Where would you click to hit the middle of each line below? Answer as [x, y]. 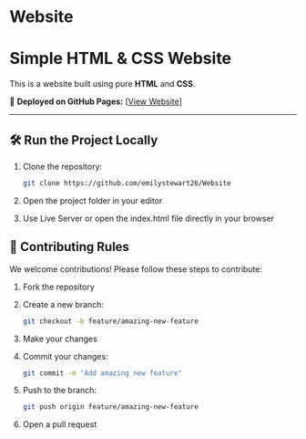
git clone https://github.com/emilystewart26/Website [127, 183]
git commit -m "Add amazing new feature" [102, 373]
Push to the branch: [60, 391]
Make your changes [60, 339]
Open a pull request [60, 424]
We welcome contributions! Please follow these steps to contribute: [136, 269]
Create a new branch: [63, 304]
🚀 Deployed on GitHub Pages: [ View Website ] [96, 101]
